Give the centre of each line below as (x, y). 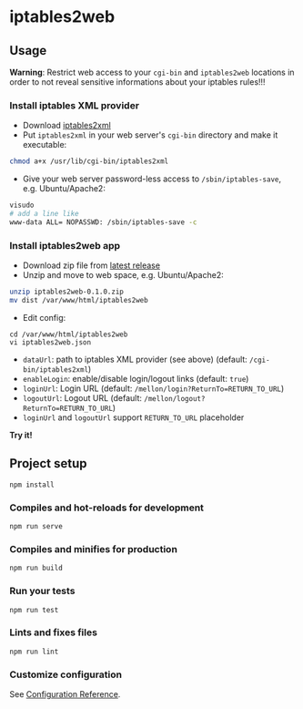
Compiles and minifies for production (93, 549)
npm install (32, 485)
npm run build (36, 568)
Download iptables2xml (66, 126)
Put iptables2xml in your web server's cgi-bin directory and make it (150, 135)
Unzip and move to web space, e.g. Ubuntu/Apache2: (123, 275)
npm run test (34, 610)
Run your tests (42, 591)
